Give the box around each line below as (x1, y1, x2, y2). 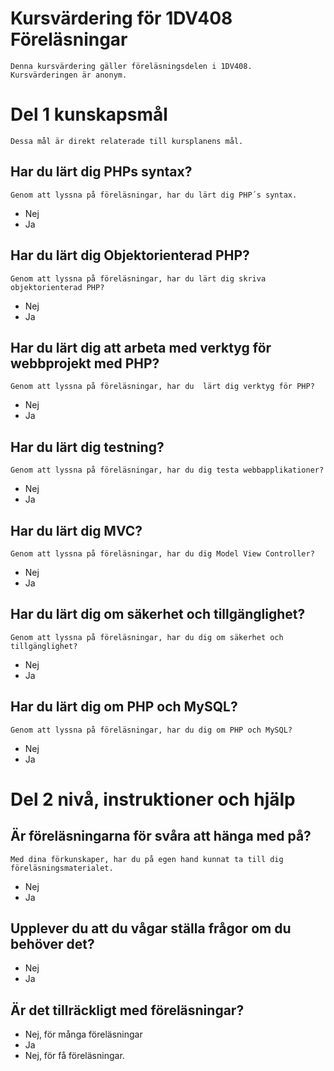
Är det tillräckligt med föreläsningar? (10, 1002, 245, 1019)
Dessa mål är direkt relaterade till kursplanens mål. (10, 136, 244, 146)
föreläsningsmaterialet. (10, 863, 114, 873)
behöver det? (10, 935, 95, 952)
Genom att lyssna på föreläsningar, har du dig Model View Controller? (10, 548, 315, 559)
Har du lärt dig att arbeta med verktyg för (10, 339, 272, 356)
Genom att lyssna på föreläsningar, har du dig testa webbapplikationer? (10, 465, 325, 476)
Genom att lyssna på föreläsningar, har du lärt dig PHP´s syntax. (10, 190, 298, 200)
